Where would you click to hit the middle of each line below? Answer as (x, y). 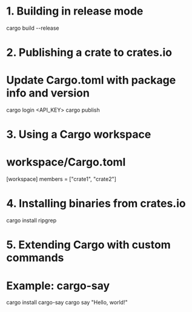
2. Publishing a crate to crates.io (89, 53)
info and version (48, 93)
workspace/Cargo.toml (66, 162)
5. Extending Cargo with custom (88, 245)
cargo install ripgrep (31, 220)
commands (35, 258)
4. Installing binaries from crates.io (96, 204)
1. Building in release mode (75, 11)
